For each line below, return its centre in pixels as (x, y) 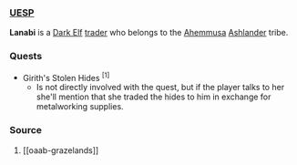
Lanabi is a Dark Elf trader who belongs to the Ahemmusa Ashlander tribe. (149, 33)
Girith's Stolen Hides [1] (66, 77)
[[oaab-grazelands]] (61, 150)
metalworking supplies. (80, 107)
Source (26, 130)
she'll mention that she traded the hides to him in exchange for (154, 97)
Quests (26, 57)
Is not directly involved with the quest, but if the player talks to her (160, 88)
